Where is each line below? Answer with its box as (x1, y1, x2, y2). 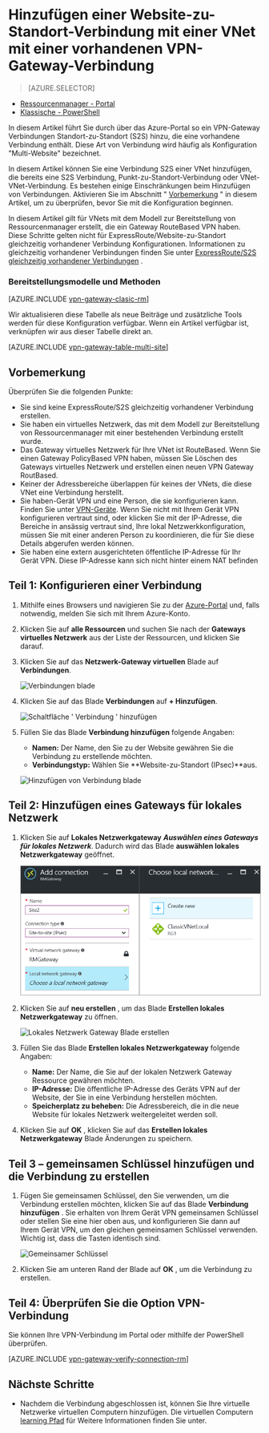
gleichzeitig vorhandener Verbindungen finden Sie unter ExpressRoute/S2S (8, 247, 257, 257)
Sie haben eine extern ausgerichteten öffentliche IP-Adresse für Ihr (19, 547, 242, 557)
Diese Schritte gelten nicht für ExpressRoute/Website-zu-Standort (8, 230, 227, 240)
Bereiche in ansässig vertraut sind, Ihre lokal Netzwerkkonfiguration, (19, 522, 246, 531)
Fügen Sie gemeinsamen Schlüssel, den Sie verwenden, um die (19, 1191, 230, 1201)
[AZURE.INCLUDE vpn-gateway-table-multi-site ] (8, 342, 169, 352)
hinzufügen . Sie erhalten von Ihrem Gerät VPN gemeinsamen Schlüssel (19, 1208, 259, 1217)
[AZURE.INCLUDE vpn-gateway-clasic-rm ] (8, 294, 150, 304)
